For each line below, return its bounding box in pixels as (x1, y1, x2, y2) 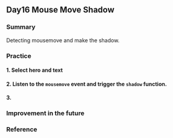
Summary (6, 23, 36, 31)
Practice (6, 51, 31, 60)
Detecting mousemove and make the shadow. (6, 36, 120, 44)
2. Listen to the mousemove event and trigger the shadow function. (6, 80, 167, 87)
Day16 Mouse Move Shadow (6, 5, 115, 15)
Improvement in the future (6, 109, 85, 118)
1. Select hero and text (6, 66, 63, 74)
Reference (6, 125, 37, 134)
